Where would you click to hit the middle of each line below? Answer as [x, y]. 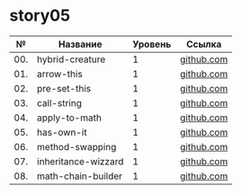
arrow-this [60, 74]
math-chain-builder [80, 176]
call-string [60, 102]
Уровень [152, 44]
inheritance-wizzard [81, 161]
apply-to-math [69, 118]
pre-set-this [64, 88]
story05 [40, 16]
